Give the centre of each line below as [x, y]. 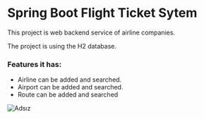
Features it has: [35, 64]
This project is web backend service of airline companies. [91, 32]
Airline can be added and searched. [70, 80]
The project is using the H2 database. [62, 46]
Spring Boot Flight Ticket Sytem [102, 13]
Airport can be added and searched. [70, 87]
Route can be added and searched [68, 95]
